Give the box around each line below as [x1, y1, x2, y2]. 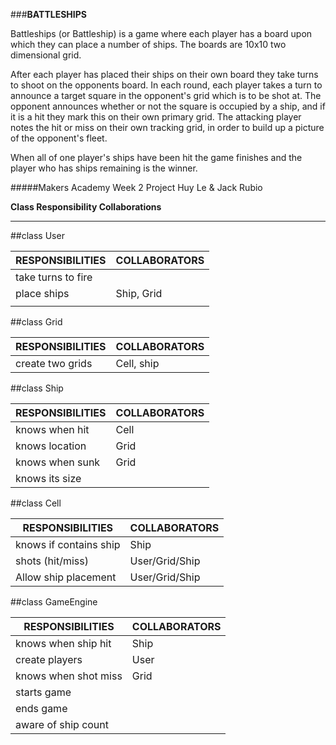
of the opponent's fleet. [10, 132, 108, 144]
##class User [10, 230, 65, 241]
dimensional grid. [10, 49, 82, 61]
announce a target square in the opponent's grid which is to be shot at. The [10, 90, 322, 101]
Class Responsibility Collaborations [10, 201, 162, 213]
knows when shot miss [15, 669, 123, 683]
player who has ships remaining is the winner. [10, 162, 198, 174]
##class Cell [10, 497, 62, 509]
